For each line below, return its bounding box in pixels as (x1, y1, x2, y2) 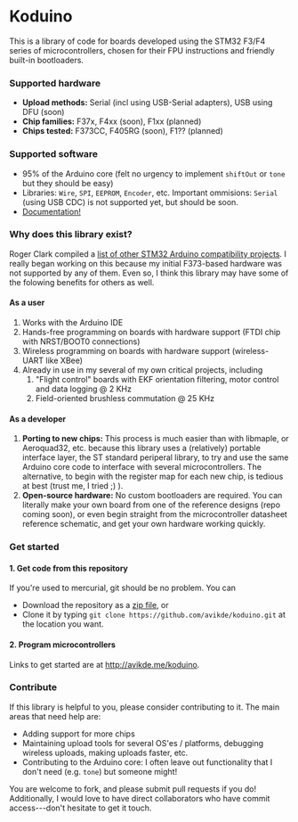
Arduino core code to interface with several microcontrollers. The (21, 462, 262, 473)
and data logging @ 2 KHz (35, 383, 132, 394)
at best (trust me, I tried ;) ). (21, 481, 124, 491)
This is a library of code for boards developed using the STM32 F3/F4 (9, 36, 266, 46)
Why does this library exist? (9, 228, 133, 241)
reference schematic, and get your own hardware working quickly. (21, 519, 266, 530)
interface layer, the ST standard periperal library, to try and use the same (21, 452, 289, 463)
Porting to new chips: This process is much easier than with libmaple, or (21, 433, 289, 444)
